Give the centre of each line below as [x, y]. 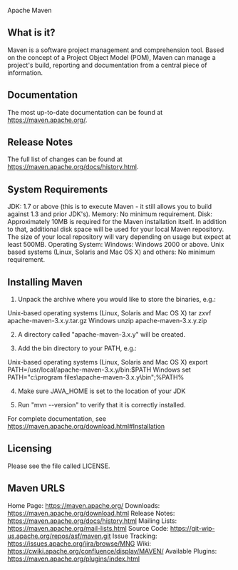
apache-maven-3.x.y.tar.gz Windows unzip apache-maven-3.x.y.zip [107, 321]
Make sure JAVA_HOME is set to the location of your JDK [102, 391]
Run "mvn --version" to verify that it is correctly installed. [102, 405]
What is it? [31, 32]
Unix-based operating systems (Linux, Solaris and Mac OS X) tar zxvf [109, 313]
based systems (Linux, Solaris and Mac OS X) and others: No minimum [111, 252]
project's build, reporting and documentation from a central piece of [107, 65]
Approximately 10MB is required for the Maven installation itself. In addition [117, 222]
